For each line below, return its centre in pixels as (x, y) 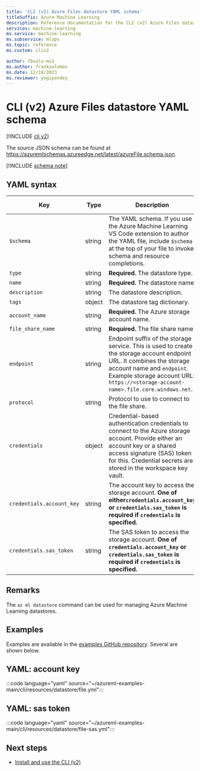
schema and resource (139, 256)
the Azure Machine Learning (148, 226)
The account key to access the (151, 485)
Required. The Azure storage (149, 312)
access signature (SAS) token (150, 453)
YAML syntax (32, 184)
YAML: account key (43, 669)
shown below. (23, 650)
